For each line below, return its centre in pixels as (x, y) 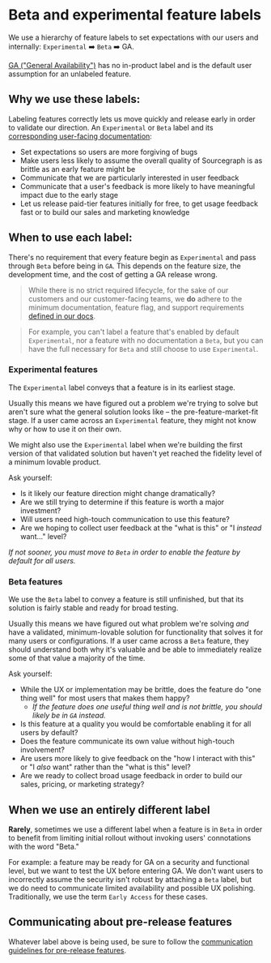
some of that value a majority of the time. (77, 658)
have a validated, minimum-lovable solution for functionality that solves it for (136, 632)
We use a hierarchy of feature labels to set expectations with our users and (133, 37)
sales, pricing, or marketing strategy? (82, 785)
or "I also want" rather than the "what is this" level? (106, 767)
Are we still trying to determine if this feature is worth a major (122, 502)
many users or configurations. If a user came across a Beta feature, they (129, 641)
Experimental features (53, 370)
